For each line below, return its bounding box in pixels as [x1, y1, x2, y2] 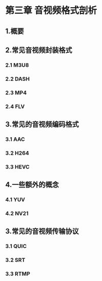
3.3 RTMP [5, 270, 31, 277]
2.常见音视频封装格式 [5, 46, 72, 54]
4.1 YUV [5, 196, 25, 203]
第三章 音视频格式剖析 [5, 5, 97, 16]
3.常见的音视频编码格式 [5, 120, 79, 129]
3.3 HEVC [5, 163, 30, 170]
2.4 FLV [5, 103, 25, 110]
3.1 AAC [5, 136, 25, 143]
